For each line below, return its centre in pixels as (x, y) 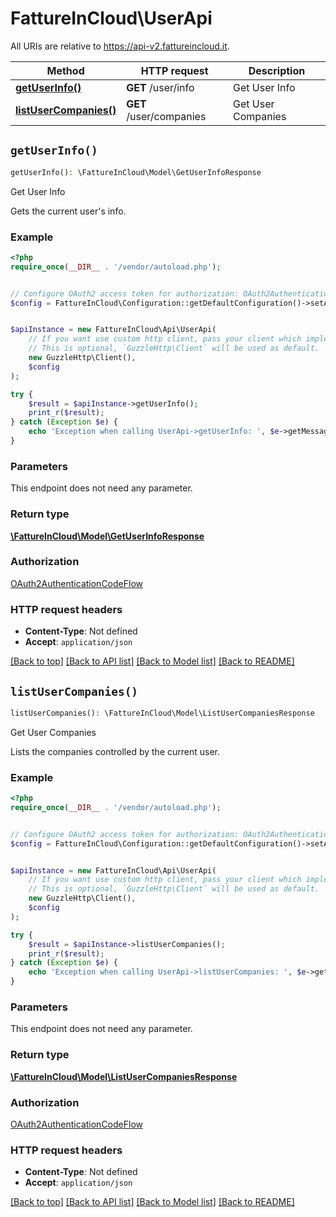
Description (277, 70)
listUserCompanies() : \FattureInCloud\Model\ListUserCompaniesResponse (162, 713)
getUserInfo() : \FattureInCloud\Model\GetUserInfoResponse (136, 172)
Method (65, 70)
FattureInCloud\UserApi (111, 18)
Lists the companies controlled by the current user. (115, 751)
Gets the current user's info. (68, 211)
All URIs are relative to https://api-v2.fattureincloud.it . (120, 46)
